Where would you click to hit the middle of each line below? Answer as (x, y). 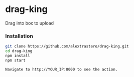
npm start (16, 60)
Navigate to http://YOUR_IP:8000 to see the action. (61, 69)
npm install (18, 55)
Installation (19, 36)
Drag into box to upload (30, 23)
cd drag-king (19, 51)
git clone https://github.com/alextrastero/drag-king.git (67, 46)
